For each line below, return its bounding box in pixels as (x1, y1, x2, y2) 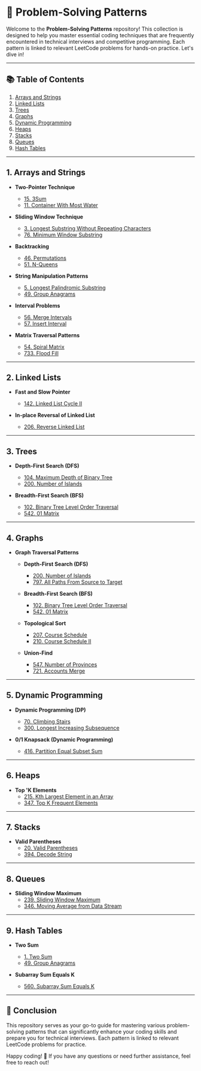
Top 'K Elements (14, 786, 57, 794)
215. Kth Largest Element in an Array (23, 793, 114, 800)
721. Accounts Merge (32, 667, 86, 674)
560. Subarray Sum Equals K (23, 983, 95, 990)
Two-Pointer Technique (14, 183, 75, 191)
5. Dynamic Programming (6, 690, 103, 701)
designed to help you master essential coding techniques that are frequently (6, 31, 194, 38)
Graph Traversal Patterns (14, 549, 79, 556)
